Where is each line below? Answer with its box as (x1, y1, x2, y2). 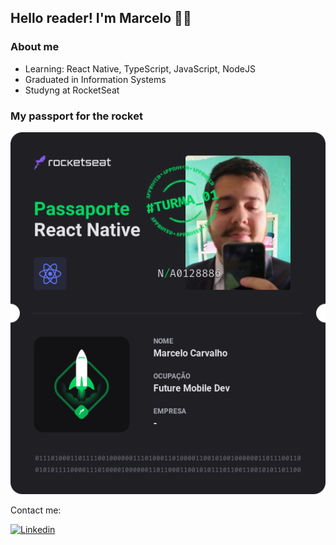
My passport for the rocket (10, 109, 143, 123)
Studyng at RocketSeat (24, 84, 120, 96)
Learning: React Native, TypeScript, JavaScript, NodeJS (24, 62, 256, 75)
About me (10, 40, 60, 54)
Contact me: (10, 504, 62, 516)
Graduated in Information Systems (24, 73, 167, 85)
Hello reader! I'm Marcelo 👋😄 (10, 10, 192, 27)
